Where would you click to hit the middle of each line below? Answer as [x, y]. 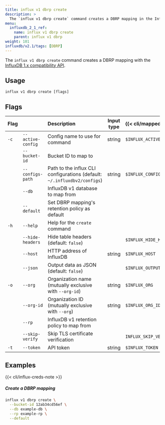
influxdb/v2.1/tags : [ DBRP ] [34, 46]
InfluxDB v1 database [72, 188]
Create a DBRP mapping [30, 388]
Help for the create [69, 223]
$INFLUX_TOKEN [142, 348]
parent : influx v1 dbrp [38, 37]
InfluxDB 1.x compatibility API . [35, 65]
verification [60, 340]
